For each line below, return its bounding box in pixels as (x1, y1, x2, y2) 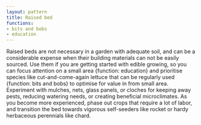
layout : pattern (6, 8, 47, 15)
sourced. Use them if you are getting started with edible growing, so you (6, 61, 187, 68)
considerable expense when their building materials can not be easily (6, 54, 179, 62)
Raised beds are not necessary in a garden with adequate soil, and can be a (6, 48, 196, 55)
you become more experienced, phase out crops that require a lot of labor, (6, 99, 193, 106)
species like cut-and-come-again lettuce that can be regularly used (6, 74, 175, 81)
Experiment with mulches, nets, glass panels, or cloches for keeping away (6, 86, 191, 94)
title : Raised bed (6, 14, 53, 21)
